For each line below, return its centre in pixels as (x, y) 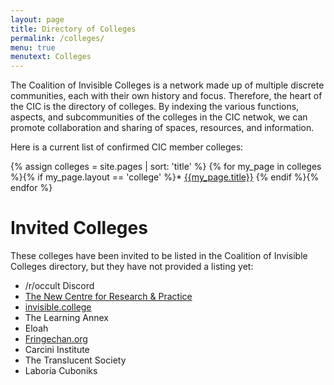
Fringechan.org (56, 339)
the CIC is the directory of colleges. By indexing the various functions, (155, 107)
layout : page (37, 19)
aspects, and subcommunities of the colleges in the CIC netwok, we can (159, 117)
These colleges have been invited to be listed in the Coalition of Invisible (159, 256)
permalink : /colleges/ (57, 38)
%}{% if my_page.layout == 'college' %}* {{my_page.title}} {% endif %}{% (165, 177)
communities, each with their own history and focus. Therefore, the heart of (166, 96)
